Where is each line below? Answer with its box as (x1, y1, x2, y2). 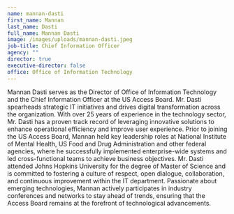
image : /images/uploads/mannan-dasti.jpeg (7, 36, 133, 43)
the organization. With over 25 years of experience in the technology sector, (7, 109, 227, 119)
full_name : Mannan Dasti (7, 29, 80, 37)
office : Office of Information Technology (7, 68, 133, 75)
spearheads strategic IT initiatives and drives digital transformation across (7, 102, 221, 111)
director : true (7, 56, 52, 63)
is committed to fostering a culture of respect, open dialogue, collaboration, (7, 169, 225, 178)
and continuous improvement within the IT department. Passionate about (7, 176, 217, 185)
